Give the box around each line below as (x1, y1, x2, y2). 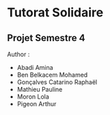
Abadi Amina (16, 64, 53, 71)
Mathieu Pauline (16, 86, 63, 93)
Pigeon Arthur (16, 100, 57, 107)
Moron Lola (16, 92, 50, 101)
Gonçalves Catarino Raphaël (16, 78, 98, 86)
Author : (7, 50, 30, 58)
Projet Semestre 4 (7, 32, 85, 44)
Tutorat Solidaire (7, 5, 104, 21)
